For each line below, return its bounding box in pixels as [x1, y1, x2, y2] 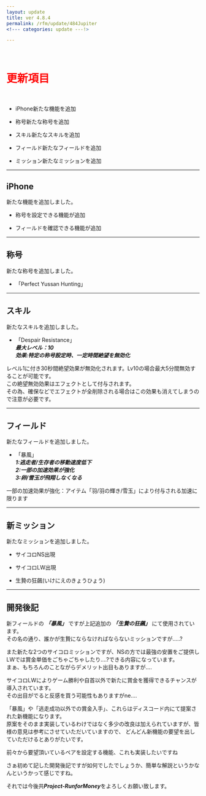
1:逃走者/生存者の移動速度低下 [15, 458, 92, 466]
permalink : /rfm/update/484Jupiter [6, 20, 97, 26]
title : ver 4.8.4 [6, 15, 51, 21]
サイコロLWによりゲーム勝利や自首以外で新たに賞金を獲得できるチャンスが [6, 676, 197, 684]
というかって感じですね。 [11, 770, 77, 777]
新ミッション [6, 520, 55, 531]
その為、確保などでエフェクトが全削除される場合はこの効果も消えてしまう [6, 387, 194, 395]
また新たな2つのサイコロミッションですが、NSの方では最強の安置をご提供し [6, 648, 200, 655]
